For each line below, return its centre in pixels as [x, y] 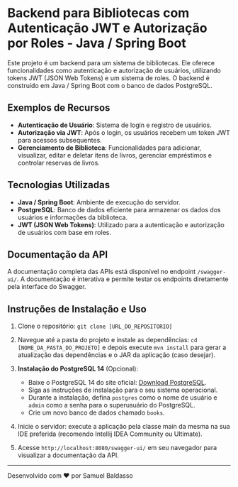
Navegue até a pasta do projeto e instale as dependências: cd [107, 340]
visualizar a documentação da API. [68, 455]
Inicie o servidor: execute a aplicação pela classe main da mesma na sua [124, 427]
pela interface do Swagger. [47, 287]
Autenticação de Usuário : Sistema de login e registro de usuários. [115, 125]
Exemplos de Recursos [59, 108]
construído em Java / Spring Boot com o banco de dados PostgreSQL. [110, 85]
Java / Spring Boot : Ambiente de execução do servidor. [99, 202]
